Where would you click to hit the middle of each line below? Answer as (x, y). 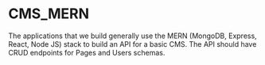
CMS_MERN (49, 14)
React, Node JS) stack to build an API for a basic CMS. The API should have (132, 44)
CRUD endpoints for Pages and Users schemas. (87, 52)
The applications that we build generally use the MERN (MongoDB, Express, (132, 36)
